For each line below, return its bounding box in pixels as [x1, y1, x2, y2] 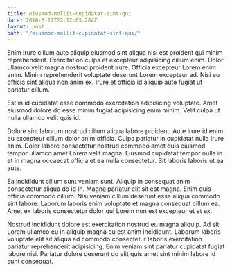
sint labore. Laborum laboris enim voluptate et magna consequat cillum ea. [7, 199, 220, 208]
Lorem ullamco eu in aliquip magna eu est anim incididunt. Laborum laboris [7, 228, 222, 236]
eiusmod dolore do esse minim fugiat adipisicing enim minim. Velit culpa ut [7, 106, 220, 114]
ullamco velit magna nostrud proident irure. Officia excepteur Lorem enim [7, 63, 216, 71]
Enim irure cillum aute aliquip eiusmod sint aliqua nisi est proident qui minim [7, 49, 223, 57]
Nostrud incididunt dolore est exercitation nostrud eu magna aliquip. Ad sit [7, 220, 220, 229]
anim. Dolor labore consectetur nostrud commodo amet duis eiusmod [7, 142, 206, 150]
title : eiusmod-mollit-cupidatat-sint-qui [7, 10, 132, 17]
